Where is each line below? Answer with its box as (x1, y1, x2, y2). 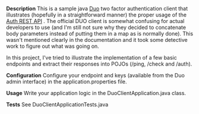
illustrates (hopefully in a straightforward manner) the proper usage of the (6, 11, 187, 18)
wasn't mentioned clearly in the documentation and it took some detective (6, 37, 188, 43)
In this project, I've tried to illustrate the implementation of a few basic (6, 54, 177, 61)
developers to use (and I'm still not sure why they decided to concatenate (6, 24, 186, 31)
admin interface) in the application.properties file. (6, 78, 127, 85)
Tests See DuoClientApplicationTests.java (6, 101, 109, 108)
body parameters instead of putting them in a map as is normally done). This (6, 30, 194, 37)
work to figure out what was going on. (6, 43, 99, 50)
